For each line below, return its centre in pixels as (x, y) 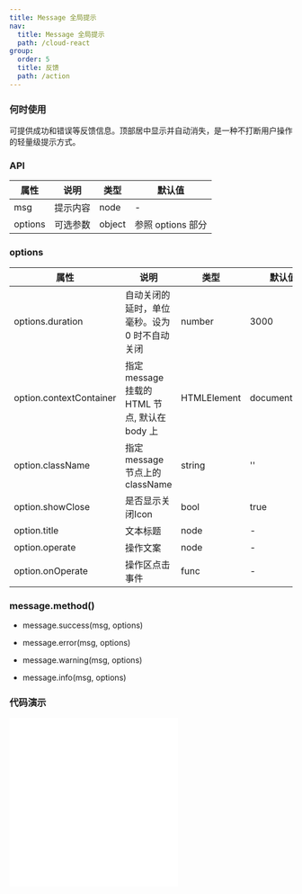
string (193, 465)
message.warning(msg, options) (82, 660)
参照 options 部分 (171, 225)
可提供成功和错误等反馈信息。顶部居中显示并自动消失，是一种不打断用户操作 (151, 130)
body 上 (142, 431)
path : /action (44, 76)
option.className (52, 465)
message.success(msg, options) (83, 625)
